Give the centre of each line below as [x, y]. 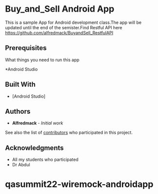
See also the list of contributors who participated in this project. [69, 133]
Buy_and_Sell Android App [60, 9]
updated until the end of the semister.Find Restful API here [64, 27]
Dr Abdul [21, 165]
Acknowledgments [35, 148]
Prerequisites [26, 48]
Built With [20, 84]
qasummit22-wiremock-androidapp [79, 185]
